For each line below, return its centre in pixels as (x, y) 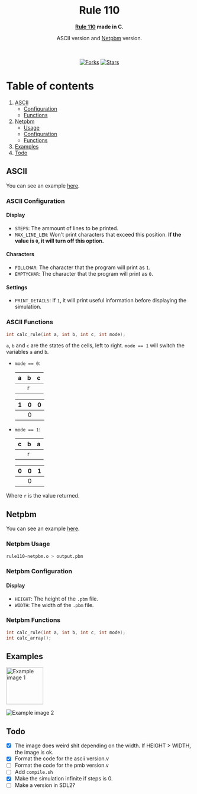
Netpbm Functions (33, 620)
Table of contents (50, 86)
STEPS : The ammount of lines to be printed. (67, 228)
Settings (17, 287)
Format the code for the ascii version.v (62, 759)
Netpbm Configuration (39, 572)
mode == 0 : (28, 363)
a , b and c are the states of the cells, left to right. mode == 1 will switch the (96, 346)
